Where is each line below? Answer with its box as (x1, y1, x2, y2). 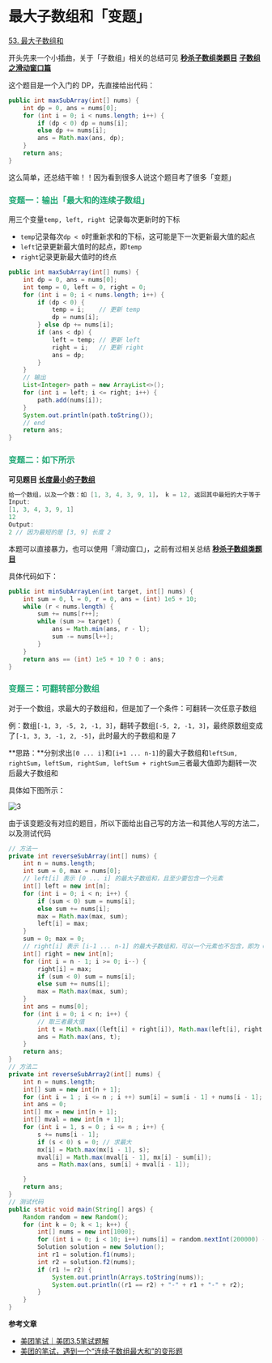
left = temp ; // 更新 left (51, 335, 141, 344)
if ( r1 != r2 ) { (37, 1265, 92, 1274)
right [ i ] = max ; (37, 965, 92, 973)
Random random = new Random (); (23, 1212, 129, 1221)
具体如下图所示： (8, 785, 66, 794)
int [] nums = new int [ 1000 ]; (37, 1228, 136, 1236)
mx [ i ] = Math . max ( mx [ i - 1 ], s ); (37, 1145, 151, 1154)
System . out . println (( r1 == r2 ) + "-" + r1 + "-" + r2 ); (51, 1280, 244, 1288)
